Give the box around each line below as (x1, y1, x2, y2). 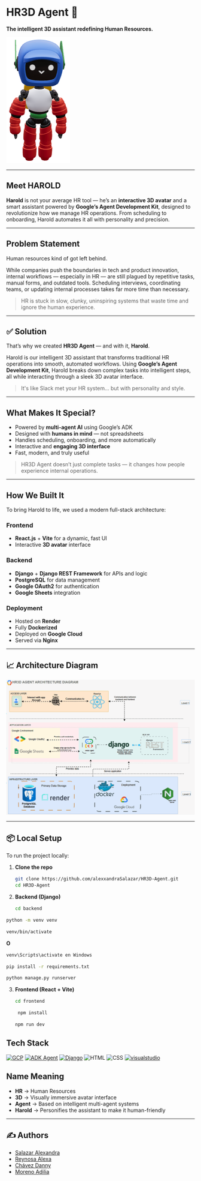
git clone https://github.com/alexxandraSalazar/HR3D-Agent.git (14, 876, 179, 882)
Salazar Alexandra (14, 1149, 60, 1156)
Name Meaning (6, 1071, 65, 1082)
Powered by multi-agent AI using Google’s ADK (14, 424, 133, 431)
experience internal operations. (20, 467, 98, 475)
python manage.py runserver (6, 975, 77, 981)
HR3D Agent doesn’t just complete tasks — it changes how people (20, 461, 185, 468)
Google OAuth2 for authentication (14, 582, 100, 590)
